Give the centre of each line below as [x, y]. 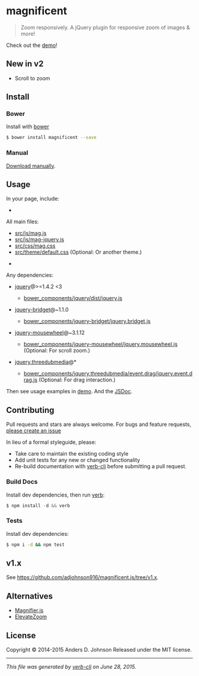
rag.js [31, 380]
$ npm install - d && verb [38, 506]
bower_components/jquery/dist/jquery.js [73, 298]
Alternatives [30, 596]
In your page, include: [33, 199]
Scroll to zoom [32, 78]
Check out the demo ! [32, 45]
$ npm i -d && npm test [36, 545]
